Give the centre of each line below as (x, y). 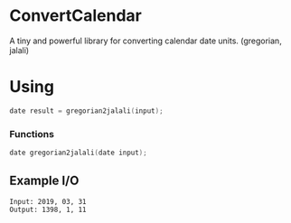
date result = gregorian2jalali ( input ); (87, 111)
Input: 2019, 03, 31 (48, 201)
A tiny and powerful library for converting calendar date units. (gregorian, (145, 41)
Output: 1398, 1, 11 (48, 209)
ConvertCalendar (75, 16)
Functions (32, 134)
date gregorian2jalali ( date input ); (78, 153)
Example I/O (44, 181)
